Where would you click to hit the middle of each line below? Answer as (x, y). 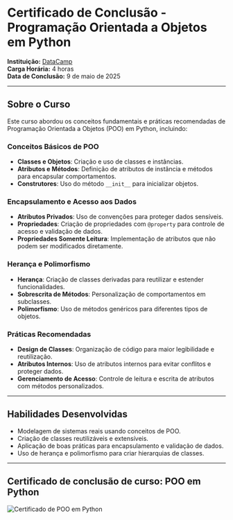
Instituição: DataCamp (40, 61)
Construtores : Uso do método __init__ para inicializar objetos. (108, 184)
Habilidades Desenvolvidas (68, 414)
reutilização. (35, 356)
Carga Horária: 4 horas (41, 69)
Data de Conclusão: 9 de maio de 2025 (64, 76)
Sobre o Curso (39, 104)
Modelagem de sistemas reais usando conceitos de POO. (99, 431)
